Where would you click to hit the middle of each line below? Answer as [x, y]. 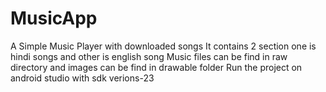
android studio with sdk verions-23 [82, 78]
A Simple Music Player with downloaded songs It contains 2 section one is [163, 46]
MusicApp [54, 18]
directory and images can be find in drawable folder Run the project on [156, 67]
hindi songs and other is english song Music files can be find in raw [149, 56]
